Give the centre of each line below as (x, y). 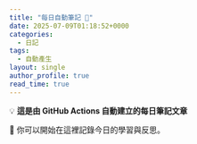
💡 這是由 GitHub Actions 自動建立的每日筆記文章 (98, 110)
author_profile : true (49, 76)
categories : (31, 34)
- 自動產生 (35, 59)
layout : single (37, 68)
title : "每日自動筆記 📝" (51, 17)
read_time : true (39, 84)
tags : (19, 51)
